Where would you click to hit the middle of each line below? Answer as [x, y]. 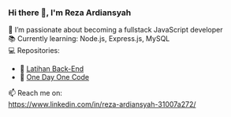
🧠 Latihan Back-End [52, 69]
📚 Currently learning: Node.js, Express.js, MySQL [89, 39]
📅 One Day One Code [54, 77]
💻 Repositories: [34, 51]
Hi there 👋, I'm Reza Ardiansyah [70, 13]
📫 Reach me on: [35, 93]
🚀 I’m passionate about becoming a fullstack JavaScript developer [115, 30]
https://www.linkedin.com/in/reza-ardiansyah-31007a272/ [102, 104]
